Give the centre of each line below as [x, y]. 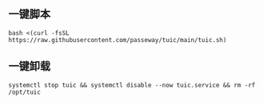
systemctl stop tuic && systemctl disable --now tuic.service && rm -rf [132, 85]
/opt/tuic [25, 92]
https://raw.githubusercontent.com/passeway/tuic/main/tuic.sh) [118, 40]
